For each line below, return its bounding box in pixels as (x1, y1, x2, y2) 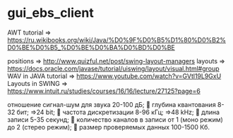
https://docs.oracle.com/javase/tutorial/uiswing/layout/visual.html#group (7, 64, 220, 73)
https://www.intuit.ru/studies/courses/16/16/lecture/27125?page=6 (7, 87, 201, 95)
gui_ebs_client (7, 5, 94, 21)
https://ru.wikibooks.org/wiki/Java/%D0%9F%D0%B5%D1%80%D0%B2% (7, 35, 226, 44)
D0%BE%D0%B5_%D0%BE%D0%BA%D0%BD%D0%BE (7, 43, 175, 51)
